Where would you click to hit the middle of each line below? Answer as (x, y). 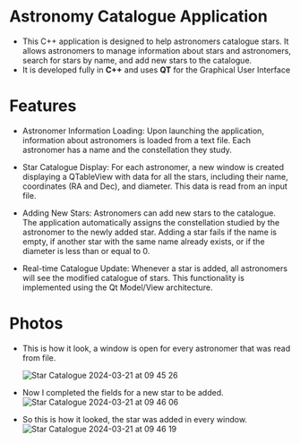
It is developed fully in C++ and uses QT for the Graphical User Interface (156, 70)
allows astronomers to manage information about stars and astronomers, (156, 50)
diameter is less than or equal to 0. (86, 251)
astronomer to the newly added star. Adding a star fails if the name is (150, 232)
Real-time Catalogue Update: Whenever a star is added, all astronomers (155, 268)
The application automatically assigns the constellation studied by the (151, 222)
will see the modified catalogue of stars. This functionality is (133, 277)
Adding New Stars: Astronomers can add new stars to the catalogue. (149, 213)
